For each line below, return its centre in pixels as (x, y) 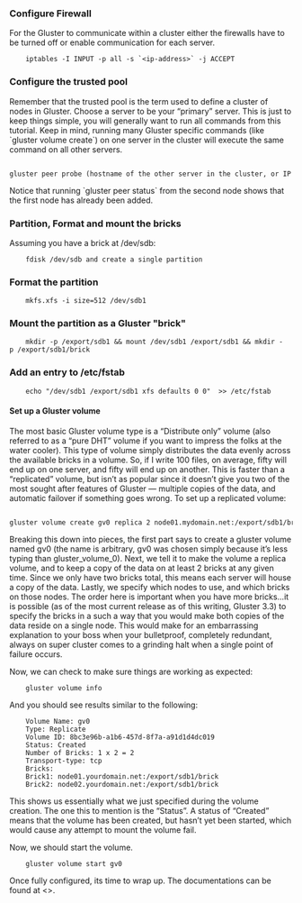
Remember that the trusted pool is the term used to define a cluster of (139, 101)
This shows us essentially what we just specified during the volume (134, 801)
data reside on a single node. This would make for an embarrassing (134, 625)
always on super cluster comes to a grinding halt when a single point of (142, 644)
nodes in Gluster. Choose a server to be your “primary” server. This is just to (151, 111)
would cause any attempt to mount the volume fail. (103, 830)
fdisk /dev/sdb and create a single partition (114, 260)
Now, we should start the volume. (71, 847)
